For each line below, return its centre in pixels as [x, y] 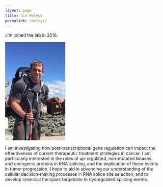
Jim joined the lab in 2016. [31, 35]
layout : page [18, 10]
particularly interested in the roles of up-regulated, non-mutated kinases [78, 159]
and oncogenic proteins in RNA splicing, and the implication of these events [82, 164]
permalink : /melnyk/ [26, 21]
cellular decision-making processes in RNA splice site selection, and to [77, 174]
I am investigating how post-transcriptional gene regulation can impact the [81, 148]
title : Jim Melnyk [24, 15]
